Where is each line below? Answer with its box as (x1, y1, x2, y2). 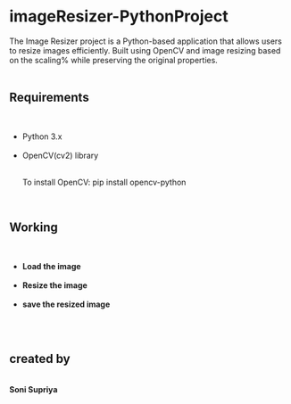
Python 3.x (21, 131, 62, 142)
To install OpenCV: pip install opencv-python (21, 177, 187, 187)
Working (9, 220, 58, 235)
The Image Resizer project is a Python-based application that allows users (9, 36, 283, 46)
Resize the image (21, 279, 87, 291)
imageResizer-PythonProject (9, 6, 229, 27)
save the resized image (21, 299, 111, 309)
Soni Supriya (9, 384, 58, 395)
